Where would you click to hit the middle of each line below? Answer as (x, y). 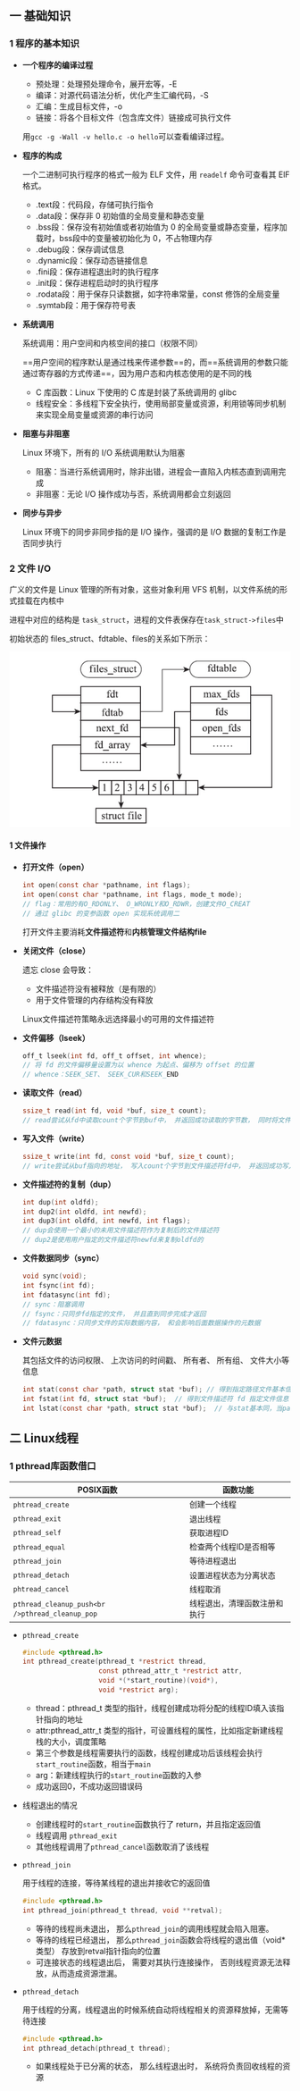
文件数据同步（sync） (63, 1258)
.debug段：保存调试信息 (80, 249)
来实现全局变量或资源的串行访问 (94, 415)
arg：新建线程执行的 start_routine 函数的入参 (119, 1775)
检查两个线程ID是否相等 (232, 1547)
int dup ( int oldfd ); (60, 1202)
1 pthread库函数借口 (53, 1466)
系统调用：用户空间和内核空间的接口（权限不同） (112, 343)
